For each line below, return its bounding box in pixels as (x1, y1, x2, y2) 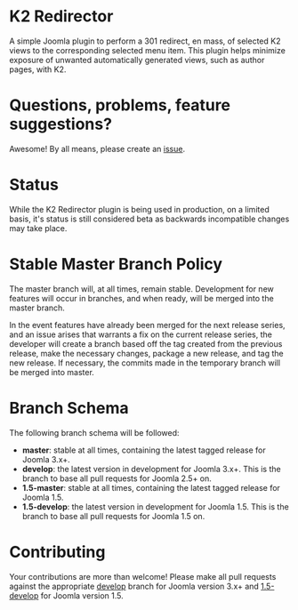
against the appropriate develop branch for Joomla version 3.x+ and (9, 581, 260, 591)
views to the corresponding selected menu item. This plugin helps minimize (9, 44, 286, 55)
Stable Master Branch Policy (9, 254, 223, 274)
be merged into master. (9, 366, 95, 377)
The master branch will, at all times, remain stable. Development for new (9, 283, 274, 294)
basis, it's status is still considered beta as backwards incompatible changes (9, 213, 290, 224)
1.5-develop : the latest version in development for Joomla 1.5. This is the (21, 501, 289, 512)
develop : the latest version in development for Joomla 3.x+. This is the (21, 463, 282, 474)
